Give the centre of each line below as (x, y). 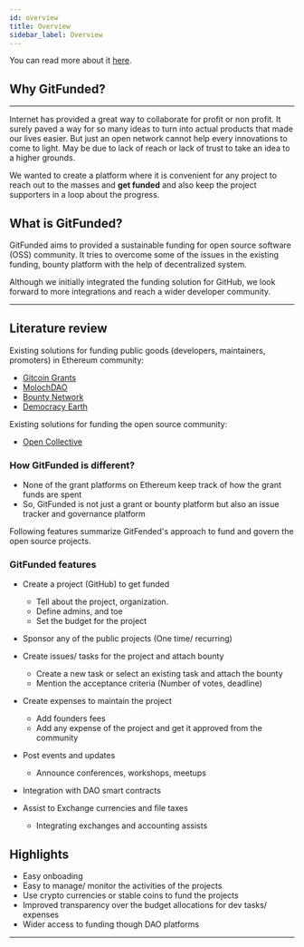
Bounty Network (53, 396)
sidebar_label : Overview (56, 34)
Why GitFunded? (57, 88)
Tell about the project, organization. (102, 602)
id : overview (34, 18)
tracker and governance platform (84, 514)
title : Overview (40, 26)
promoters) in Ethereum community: (77, 360)
